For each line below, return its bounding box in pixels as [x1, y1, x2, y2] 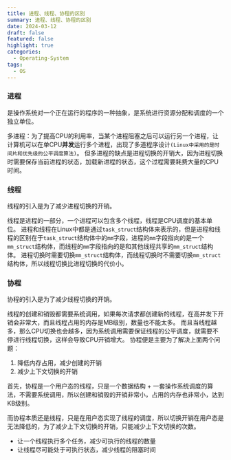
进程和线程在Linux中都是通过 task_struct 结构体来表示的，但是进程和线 [20, 225, 221, 234]
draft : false [7, 29, 45, 36]
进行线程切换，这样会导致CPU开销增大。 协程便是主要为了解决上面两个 [12, 336, 214, 344]
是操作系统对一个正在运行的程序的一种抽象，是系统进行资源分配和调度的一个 [7, 108, 224, 117]
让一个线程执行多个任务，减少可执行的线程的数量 [16, 437, 156, 446]
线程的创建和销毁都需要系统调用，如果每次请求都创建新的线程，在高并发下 [7, 310, 218, 318]
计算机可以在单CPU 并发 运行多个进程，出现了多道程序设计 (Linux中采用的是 [7, 140, 214, 149]
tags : [7, 61, 23, 68]
